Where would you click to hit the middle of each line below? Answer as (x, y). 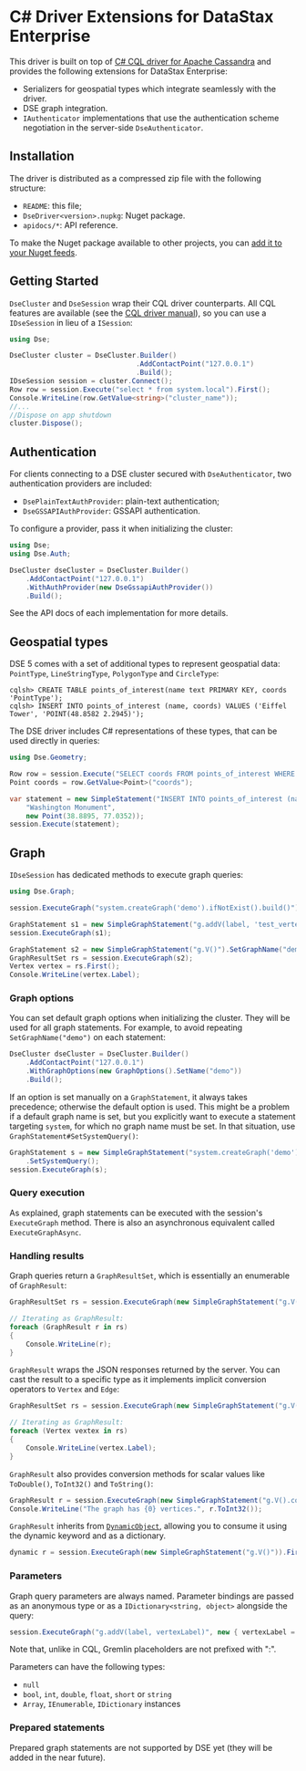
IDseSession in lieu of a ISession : (71, 322)
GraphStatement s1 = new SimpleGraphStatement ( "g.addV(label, (130, 924)
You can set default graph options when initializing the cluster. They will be (150, 1018)
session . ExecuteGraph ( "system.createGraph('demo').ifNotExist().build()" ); (156, 908)
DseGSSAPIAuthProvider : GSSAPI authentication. (111, 511)
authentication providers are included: (81, 484)
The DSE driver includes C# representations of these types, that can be (143, 731)
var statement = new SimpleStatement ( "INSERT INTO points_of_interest (146, 799)
